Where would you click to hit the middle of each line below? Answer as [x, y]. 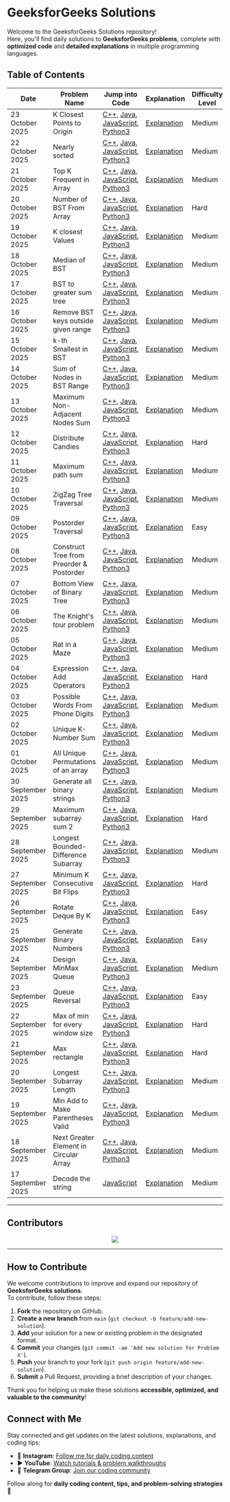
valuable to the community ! [47, 1397]
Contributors [35, 1223]
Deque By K [72, 916]
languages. [23, 53]
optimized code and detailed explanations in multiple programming [103, 46]
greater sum [72, 292]
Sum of [64, 368]
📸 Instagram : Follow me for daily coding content [85, 1456]
